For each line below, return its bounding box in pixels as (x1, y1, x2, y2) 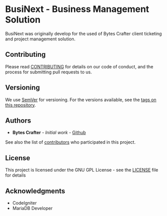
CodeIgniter (12, 200, 37, 206)
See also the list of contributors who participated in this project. (5, 139, 136, 145)
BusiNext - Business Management (5, 3, 150, 15)
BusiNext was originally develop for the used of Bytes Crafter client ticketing (5, 30, 162, 36)
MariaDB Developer (12, 206, 53, 211)
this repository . (5, 102, 36, 108)
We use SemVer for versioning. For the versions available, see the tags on (5, 96, 157, 103)
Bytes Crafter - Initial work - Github (12, 130, 86, 136)
